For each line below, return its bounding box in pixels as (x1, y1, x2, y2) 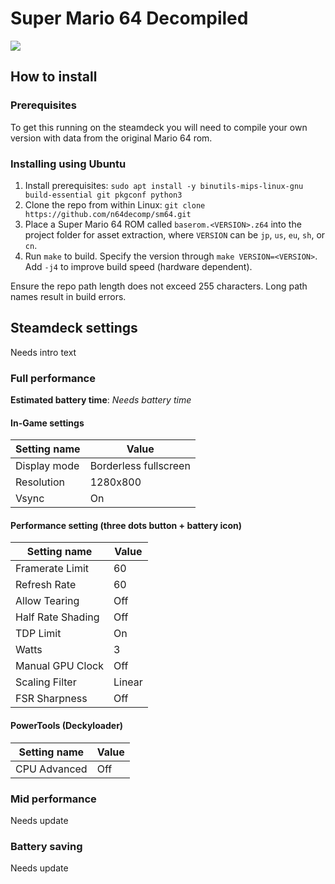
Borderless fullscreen (89, 459, 191, 473)
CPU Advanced (15, 762, 88, 776)
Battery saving (10, 839, 83, 853)
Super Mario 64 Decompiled (10, 7, 249, 30)
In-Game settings (10, 417, 85, 429)
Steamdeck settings (10, 320, 138, 337)
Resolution (15, 475, 65, 489)
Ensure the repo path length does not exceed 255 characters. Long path (10, 280, 308, 292)
